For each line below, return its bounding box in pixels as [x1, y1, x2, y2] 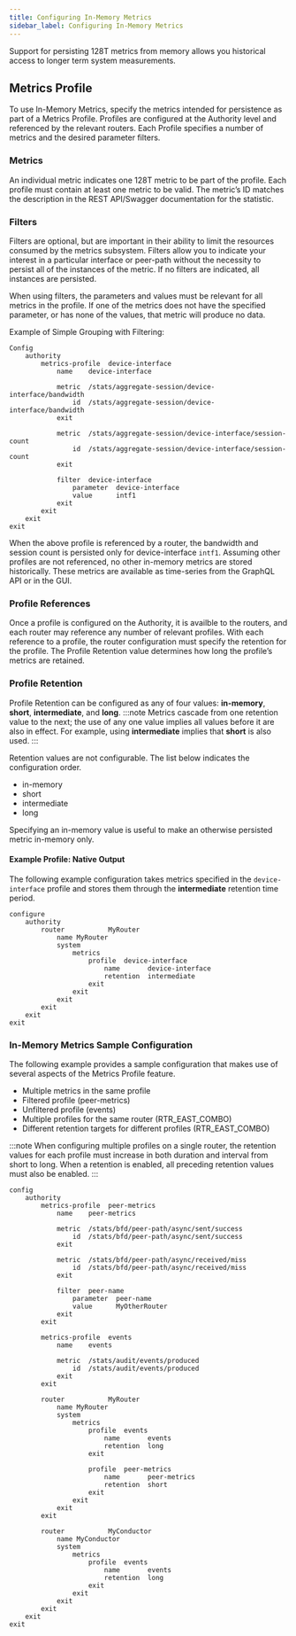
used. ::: [9, 735, 39, 745]
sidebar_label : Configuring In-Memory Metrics [9, 21, 184, 30]
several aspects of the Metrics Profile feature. [9, 1069, 176, 1079]
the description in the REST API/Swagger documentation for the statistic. [9, 193, 274, 204]
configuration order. [9, 761, 82, 772]
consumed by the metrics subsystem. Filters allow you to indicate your [9, 245, 267, 255]
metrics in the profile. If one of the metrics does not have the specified [9, 300, 267, 310]
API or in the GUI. [9, 575, 72, 586]
